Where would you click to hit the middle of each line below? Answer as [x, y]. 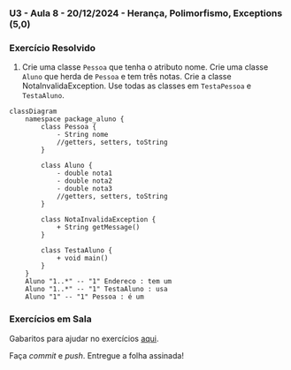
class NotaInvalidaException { [99, 220]
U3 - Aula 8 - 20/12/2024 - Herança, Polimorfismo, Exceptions [146, 13]
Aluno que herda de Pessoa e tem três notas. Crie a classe [126, 77]
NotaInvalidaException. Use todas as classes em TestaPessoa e [137, 86]
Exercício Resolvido [52, 48]
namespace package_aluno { [75, 119]
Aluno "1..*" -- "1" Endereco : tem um [99, 282]
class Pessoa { [69, 127]
